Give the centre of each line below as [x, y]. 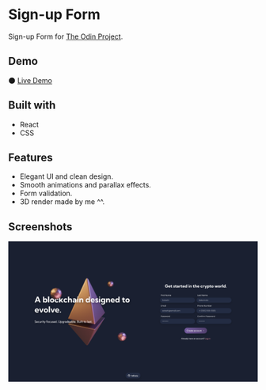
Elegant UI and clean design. [66, 176]
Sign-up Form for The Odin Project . [66, 36]
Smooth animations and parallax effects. [85, 185]
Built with [32, 106]
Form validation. [46, 193]
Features [30, 157]
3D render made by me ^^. [62, 202]
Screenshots [40, 227]
